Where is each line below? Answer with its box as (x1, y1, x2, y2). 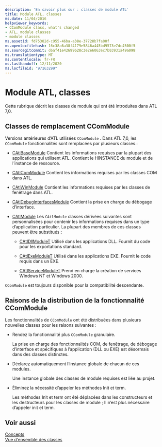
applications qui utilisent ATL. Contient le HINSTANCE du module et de (12, 155, 153, 161)
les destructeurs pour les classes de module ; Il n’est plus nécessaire (12, 399, 150, 405)
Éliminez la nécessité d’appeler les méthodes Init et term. (12, 385, 126, 391)
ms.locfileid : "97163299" (5, 66, 57, 71)
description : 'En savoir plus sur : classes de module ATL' (5, 7, 130, 12)
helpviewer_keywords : (5, 20, 49, 26)
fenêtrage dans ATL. (12, 189, 53, 195)
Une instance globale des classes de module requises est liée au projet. (12, 375, 156, 381)
